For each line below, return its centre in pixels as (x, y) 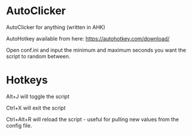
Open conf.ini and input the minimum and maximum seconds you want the (96, 50)
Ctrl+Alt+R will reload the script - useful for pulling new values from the (92, 119)
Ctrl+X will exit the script (36, 108)
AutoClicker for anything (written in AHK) (56, 27)
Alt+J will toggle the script (38, 96)
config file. (19, 126)
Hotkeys (27, 80)
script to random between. (38, 56)
